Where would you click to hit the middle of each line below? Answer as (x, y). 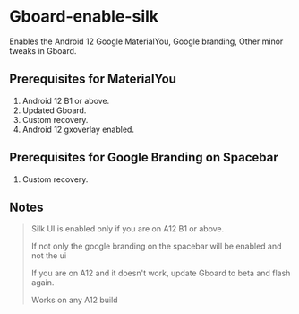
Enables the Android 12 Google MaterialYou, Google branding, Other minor (146, 41)
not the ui (49, 256)
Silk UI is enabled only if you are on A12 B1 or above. (128, 229)
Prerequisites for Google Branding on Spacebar (144, 157)
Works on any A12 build (74, 300)
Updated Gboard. (54, 110)
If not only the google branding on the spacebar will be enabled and (156, 246)
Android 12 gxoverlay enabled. (78, 129)
